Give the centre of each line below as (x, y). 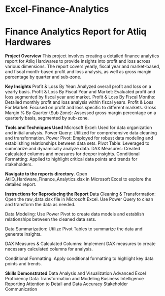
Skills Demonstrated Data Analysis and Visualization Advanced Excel (76, 273)
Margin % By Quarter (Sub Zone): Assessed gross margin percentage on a (81, 113)
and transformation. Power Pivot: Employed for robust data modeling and (79, 138)
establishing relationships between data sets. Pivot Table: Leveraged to (77, 143)
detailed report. (21, 184)
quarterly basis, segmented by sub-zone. (47, 118)
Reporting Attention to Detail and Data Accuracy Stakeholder (66, 284)
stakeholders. (19, 165)
